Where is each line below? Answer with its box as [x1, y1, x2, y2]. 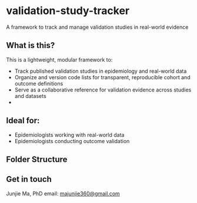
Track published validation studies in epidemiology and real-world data [14, 67, 187, 75]
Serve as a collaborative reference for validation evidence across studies [14, 86, 192, 93]
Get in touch [6, 174, 52, 184]
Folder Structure [6, 154, 68, 164]
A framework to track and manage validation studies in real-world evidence [6, 23, 189, 31]
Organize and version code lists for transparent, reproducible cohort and [14, 73, 191, 80]
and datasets [14, 92, 46, 99]
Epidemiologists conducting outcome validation [14, 137, 130, 144]
